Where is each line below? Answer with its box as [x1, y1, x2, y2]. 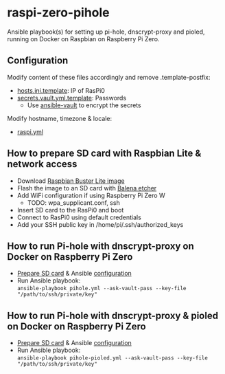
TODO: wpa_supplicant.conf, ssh [27, 198, 120, 207]
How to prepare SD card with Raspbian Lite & [7, 148, 202, 159]
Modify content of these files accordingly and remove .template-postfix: [7, 73, 211, 81]
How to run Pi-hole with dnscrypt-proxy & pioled [7, 309, 218, 321]
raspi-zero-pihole [7, 5, 110, 21]
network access [7, 158, 78, 170]
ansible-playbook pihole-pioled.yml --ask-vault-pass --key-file [16, 355, 208, 362]
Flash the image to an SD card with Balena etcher [16, 184, 157, 192]
